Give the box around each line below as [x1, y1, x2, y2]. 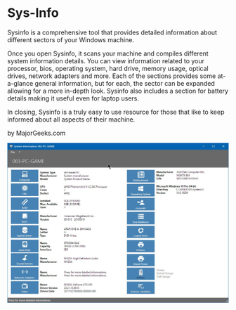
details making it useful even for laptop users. [7, 93, 139, 103]
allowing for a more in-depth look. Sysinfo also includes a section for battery [7, 86, 229, 95]
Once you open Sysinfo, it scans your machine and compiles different [7, 49, 209, 58]
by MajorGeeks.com [7, 129, 66, 137]
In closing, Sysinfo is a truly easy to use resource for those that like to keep [7, 108, 225, 116]
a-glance [7, 79, 34, 87]
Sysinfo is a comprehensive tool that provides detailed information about [7, 28, 218, 37]
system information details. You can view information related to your [7, 56, 205, 65]
